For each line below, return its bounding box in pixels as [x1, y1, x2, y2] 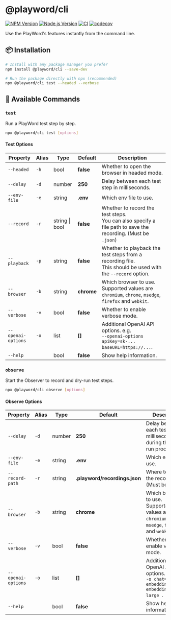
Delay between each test [101, 178, 161, 185]
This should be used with [101, 264, 162, 271]
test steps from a [101, 251, 142, 258]
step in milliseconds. [101, 184, 151, 191]
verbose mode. [101, 313, 138, 320]
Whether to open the [101, 163, 151, 170]
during [146, 439, 162, 446]
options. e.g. [101, 327, 131, 334]
